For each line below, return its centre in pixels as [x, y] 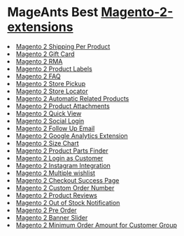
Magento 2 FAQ [38, 76]
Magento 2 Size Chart [48, 143]
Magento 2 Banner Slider [52, 217]
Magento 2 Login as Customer [60, 158]
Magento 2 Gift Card [45, 54]
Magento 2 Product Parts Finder [62, 151]
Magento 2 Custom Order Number [65, 188]
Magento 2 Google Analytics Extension [72, 136]
